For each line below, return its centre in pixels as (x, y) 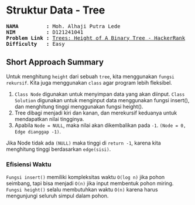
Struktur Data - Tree (56, 10)
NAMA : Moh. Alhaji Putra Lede (63, 26)
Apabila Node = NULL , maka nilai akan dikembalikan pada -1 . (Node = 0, (100, 125)
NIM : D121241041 (45, 32)
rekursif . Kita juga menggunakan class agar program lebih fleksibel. (89, 82)
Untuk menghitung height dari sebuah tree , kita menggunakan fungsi (90, 76)
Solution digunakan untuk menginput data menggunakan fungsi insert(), (102, 100)
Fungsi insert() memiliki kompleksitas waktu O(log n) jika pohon (85, 177)
